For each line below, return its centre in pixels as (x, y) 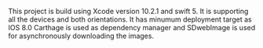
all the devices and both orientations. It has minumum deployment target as (130, 19)
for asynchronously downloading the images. (81, 36)
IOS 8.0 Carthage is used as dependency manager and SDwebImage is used (132, 27)
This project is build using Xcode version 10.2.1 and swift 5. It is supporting (128, 11)
